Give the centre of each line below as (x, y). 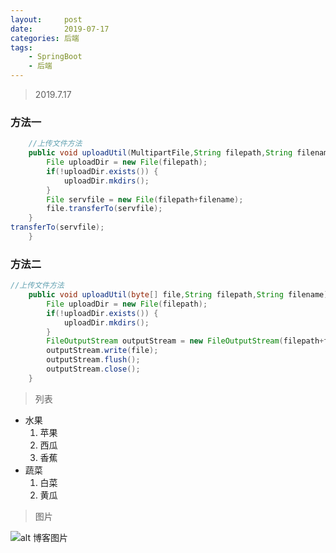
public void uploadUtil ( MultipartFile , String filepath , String (160, 153)
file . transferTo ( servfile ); (104, 209)
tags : (21, 47)
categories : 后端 (45, 38)
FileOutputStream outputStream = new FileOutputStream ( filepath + (185, 341)
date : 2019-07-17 (60, 29)
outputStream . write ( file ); (102, 351)
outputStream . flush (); (93, 360)
